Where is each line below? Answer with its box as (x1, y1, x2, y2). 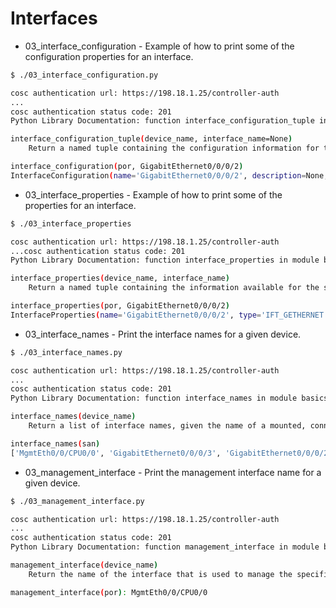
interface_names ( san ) (10, 438, 101, 449)
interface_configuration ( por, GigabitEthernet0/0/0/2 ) (10, 162, 244, 172)
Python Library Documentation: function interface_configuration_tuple (10, 116, 315, 126)
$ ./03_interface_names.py (10, 347, 123, 357)
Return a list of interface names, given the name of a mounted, (28, 421, 307, 431)
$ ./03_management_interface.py (10, 496, 145, 506)
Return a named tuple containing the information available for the (28, 283, 320, 293)
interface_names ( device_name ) (10, 412, 137, 422)
